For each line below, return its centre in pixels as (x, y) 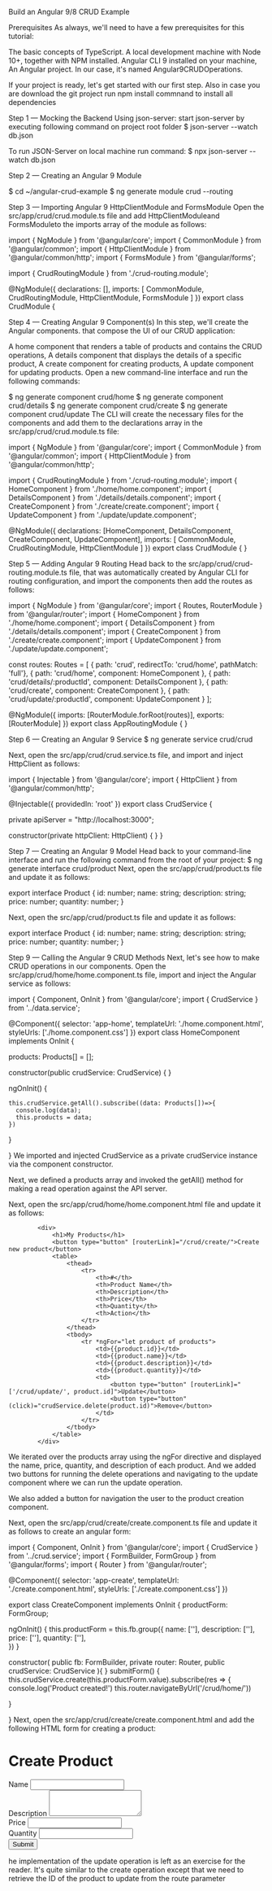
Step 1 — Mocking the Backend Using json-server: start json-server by (127, 118)
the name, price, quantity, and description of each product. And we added (132, 1465)
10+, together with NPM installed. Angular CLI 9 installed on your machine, (133, 61)
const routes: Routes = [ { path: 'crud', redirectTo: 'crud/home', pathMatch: (133, 664)
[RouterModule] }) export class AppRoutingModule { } (98, 723)
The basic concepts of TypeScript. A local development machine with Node (135, 52)
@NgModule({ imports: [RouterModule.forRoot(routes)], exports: (117, 715)
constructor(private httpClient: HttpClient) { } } (86, 835)
